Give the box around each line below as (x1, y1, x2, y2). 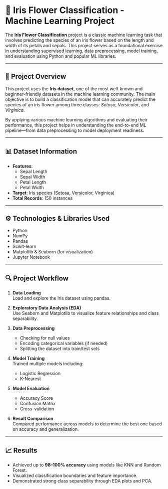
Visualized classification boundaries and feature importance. (12, 472, 137, 478)
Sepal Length (19, 168, 47, 175)
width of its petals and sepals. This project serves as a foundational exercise (5, 42, 163, 48)
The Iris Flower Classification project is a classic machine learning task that (5, 32, 162, 38)
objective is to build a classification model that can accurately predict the (5, 96, 156, 102)
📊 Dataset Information (5, 147, 77, 156)
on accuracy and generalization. (12, 426, 79, 432)
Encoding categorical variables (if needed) (19, 341, 108, 347)
